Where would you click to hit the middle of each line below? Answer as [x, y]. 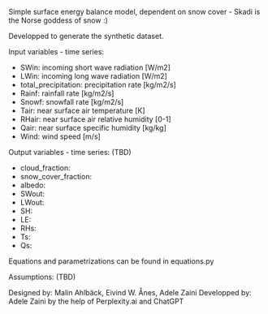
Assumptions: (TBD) [42, 277]
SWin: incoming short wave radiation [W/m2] [95, 67]
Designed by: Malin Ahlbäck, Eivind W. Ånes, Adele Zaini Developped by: [130, 292]
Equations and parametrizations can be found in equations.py [111, 261]
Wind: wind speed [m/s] [61, 136]
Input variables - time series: [56, 52]
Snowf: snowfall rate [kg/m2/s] [72, 102]
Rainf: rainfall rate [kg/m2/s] [67, 93]
